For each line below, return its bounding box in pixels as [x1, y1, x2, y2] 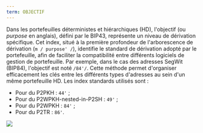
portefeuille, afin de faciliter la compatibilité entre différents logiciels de [6, 51, 185, 58]
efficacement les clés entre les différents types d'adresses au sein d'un [6, 70, 185, 78]
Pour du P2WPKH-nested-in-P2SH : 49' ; [15, 95, 119, 103]
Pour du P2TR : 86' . [15, 108, 65, 115]
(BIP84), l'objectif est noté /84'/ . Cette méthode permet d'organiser [6, 64, 177, 72]
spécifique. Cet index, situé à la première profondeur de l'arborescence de [6, 38, 193, 46]
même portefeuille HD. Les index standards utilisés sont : [6, 77, 149, 84]
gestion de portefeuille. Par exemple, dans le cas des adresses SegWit [6, 58, 183, 65]
